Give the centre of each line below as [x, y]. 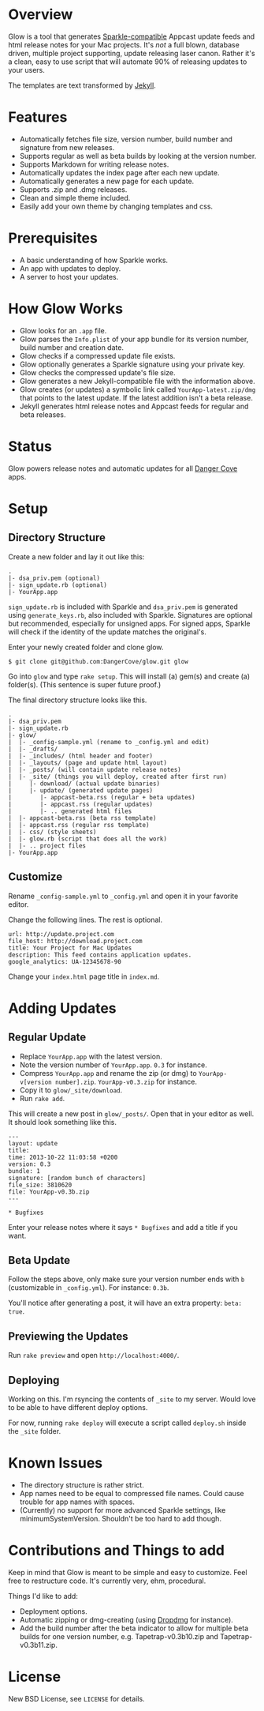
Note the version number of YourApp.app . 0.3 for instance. [113, 1065]
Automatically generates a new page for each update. [107, 181]
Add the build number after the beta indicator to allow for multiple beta [134, 1628]
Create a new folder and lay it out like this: [76, 557]
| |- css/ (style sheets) [52, 832]
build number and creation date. [72, 347]
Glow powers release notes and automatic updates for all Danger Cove [123, 468]
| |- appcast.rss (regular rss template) [79, 825]
